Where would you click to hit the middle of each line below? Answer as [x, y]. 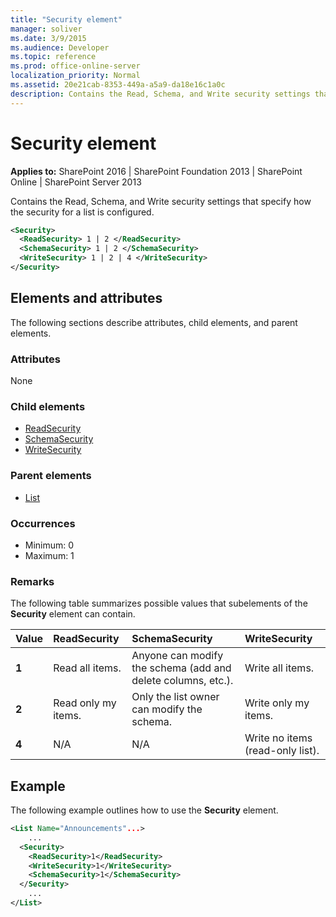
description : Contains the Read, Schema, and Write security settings [160, 94]
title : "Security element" [66, 19]
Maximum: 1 [49, 555]
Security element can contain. [73, 614]
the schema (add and [181, 668]
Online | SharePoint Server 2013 [76, 182]
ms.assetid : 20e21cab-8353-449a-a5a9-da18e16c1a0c [118, 85]
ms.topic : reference [53, 57]
